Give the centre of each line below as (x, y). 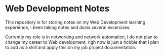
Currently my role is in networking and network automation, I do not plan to (82, 37)
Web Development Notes (57, 9)
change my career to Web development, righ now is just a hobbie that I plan (82, 42)
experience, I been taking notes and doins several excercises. (68, 27)
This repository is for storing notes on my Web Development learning (75, 22)
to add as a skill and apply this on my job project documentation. (71, 47)
